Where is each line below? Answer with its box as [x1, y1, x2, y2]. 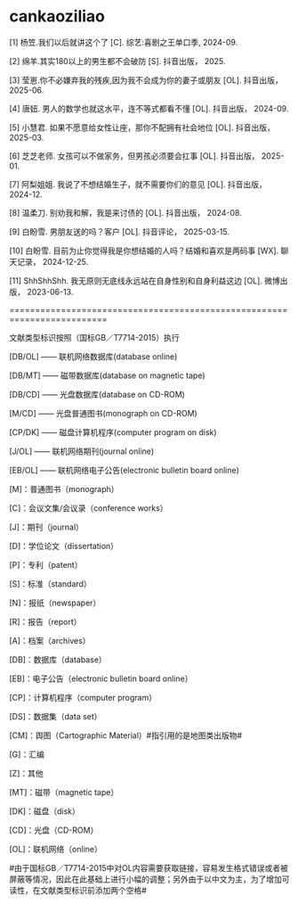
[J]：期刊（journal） [9, 522, 85, 532]
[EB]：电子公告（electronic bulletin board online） [9, 673, 193, 684]
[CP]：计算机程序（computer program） [9, 692, 157, 703]
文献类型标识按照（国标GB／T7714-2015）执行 [9, 332, 180, 342]
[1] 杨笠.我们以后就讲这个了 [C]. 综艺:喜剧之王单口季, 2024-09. [9, 37, 238, 47]
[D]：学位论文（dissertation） [9, 540, 118, 551]
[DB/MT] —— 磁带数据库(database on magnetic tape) [9, 370, 206, 381]
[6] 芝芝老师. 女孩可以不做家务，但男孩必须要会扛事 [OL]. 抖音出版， [9, 150, 260, 161]
